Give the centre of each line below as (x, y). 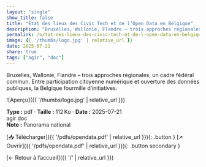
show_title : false (30, 18)
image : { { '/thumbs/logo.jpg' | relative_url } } (70, 40)
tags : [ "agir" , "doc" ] (35, 58)
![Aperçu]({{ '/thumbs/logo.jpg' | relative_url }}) (66, 100)
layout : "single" (29, 12)
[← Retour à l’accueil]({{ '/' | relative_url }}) (60, 157)
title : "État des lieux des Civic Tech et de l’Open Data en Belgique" (100, 23)
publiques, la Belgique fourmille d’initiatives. (62, 88)
